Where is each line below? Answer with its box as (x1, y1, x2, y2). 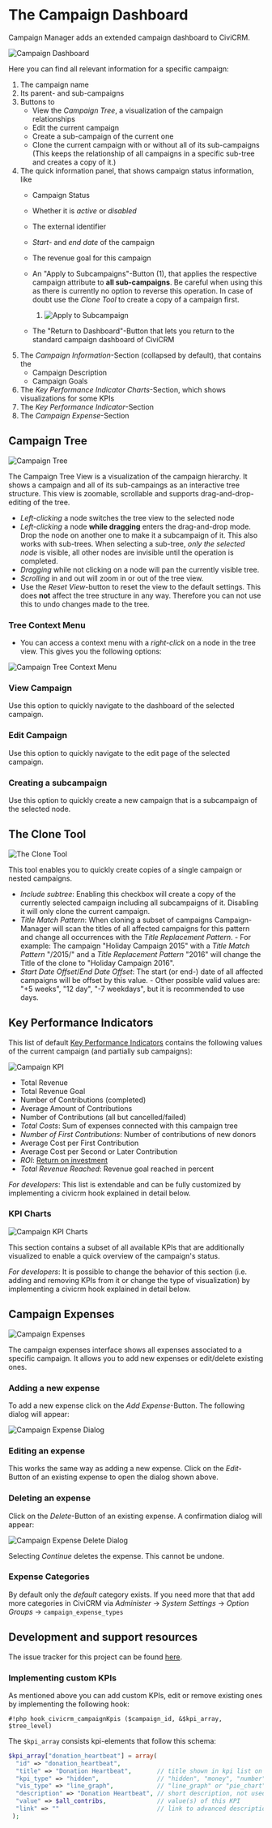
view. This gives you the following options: (19, 646, 162, 656)
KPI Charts (8, 1208, 52, 1220)
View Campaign (8, 682, 73, 693)
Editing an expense (8, 1445, 86, 1457)
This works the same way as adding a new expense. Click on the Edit (8, 1464, 239, 1474)
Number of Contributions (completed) (19, 1095, 147, 1105)
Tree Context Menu (8, 619, 87, 630)
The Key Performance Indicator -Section (19, 401, 154, 411)
